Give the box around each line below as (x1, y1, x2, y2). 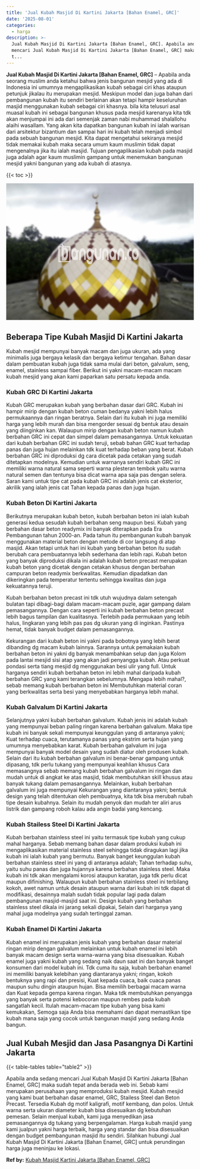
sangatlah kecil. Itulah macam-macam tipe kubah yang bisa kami (6, 1002, 165, 1009)
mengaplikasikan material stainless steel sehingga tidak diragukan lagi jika (6, 846, 189, 854)
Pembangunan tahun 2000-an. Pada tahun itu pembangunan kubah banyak (6, 532, 192, 539)
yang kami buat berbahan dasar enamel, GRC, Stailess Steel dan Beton (6, 1094, 180, 1102)
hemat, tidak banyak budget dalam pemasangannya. (6, 625, 135, 633)
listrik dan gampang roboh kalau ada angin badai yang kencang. (6, 805, 164, 812)
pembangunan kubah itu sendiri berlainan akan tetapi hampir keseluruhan (6, 96, 187, 103)
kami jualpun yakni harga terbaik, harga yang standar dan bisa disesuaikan (6, 1126, 189, 1133)
